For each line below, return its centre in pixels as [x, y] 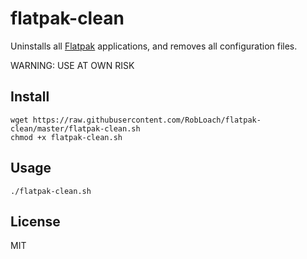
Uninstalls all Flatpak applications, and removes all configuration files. [154, 46]
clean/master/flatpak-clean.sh [75, 128]
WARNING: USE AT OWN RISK [72, 65]
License [35, 221]
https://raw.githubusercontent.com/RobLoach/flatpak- [147, 120]
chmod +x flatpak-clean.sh [66, 137]
